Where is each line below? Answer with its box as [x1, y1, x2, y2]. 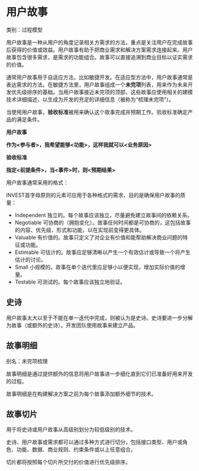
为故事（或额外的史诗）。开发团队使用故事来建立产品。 [6, 322, 139, 329]
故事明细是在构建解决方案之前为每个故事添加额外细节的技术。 [6, 390, 157, 397]
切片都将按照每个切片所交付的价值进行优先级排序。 [6, 459, 131, 466]
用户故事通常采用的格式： [6, 179, 69, 186]
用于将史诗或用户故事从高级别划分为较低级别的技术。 [6, 426, 136, 433]
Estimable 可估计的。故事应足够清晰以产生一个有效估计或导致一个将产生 [14, 249, 191, 256]
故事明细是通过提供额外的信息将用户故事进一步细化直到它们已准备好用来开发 [6, 370, 193, 377]
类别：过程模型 [6, 26, 43, 33]
